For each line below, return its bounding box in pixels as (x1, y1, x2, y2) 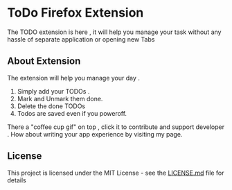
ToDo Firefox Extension (7, 5, 144, 21)
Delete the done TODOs (17, 102, 85, 110)
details (7, 175, 26, 184)
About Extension (7, 55, 81, 67)
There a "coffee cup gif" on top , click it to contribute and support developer (7, 123, 225, 131)
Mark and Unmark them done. (17, 94, 103, 103)
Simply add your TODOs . (17, 87, 90, 95)
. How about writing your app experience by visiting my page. (7, 130, 183, 138)
